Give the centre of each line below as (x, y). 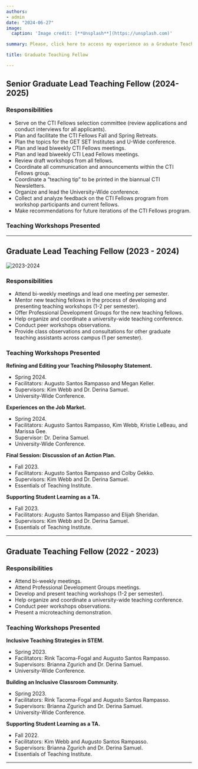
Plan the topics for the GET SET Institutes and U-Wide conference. (95, 142)
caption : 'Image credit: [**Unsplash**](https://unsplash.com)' (92, 34)
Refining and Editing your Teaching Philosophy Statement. (79, 366)
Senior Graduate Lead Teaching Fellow (78, 84)
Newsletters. (30, 185)
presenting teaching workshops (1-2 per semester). (77, 306)
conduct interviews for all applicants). (60, 129)
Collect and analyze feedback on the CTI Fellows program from (92, 198)
